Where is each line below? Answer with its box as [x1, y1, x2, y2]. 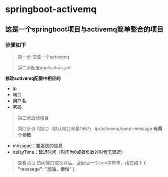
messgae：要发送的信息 [12, 143, 63, 149]
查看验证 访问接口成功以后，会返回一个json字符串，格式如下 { [17, 159, 146, 165]
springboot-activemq [5, 4, 97, 15]
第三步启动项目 [17, 115, 49, 121]
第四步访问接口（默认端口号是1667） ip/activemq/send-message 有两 [17, 125, 162, 131]
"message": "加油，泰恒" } [17, 166, 75, 172]
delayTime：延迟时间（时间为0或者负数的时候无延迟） [12, 149, 126, 155]
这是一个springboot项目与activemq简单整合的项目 [5, 25, 164, 33]
